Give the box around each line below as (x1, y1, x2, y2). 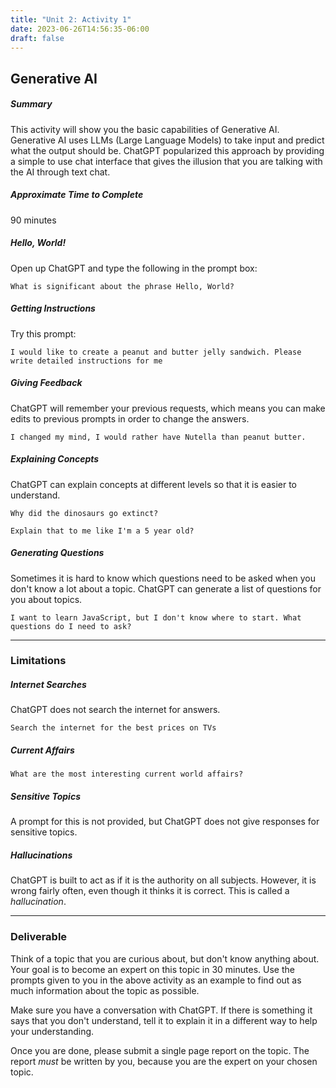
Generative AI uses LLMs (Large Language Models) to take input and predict (10, 134, 325, 146)
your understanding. (10, 1025, 95, 1037)
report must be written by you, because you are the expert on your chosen (10, 1055, 318, 1067)
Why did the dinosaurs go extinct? (10, 508, 159, 518)
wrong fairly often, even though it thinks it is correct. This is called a (10, 885, 290, 897)
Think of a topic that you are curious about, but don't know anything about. (10, 952, 320, 965)
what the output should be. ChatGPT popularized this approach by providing (10, 144, 325, 156)
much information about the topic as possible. (10, 984, 200, 996)
